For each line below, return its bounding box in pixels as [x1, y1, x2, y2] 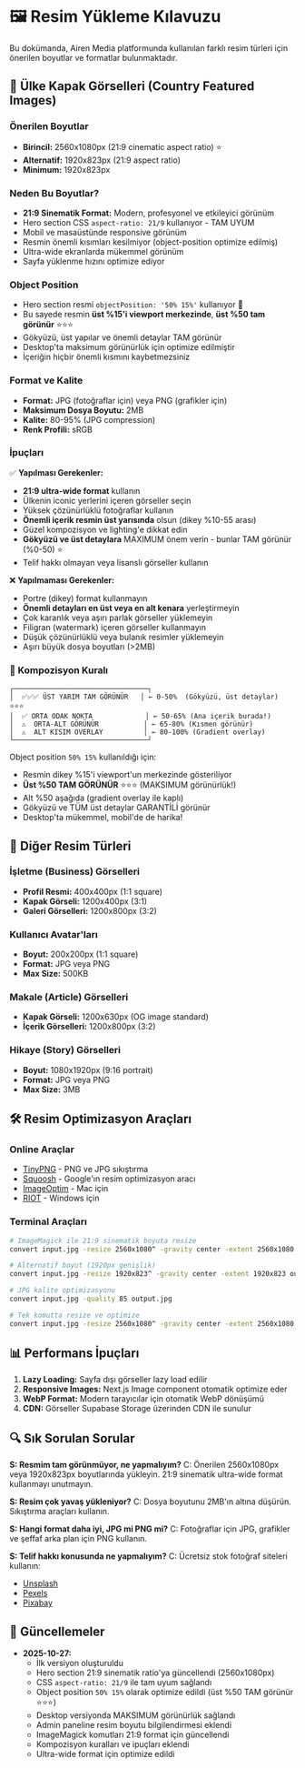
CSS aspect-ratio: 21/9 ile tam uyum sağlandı [35, 1677, 212, 1688]
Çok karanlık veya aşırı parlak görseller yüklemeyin [22, 612, 213, 623]
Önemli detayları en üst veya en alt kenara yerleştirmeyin [22, 602, 241, 613]
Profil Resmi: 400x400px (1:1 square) [22, 886, 163, 897]
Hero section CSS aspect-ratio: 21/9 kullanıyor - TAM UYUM [22, 216, 255, 227]
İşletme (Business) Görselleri [9, 865, 141, 878]
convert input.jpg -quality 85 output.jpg [9, 1294, 172, 1304]
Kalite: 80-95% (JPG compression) [22, 414, 156, 425]
